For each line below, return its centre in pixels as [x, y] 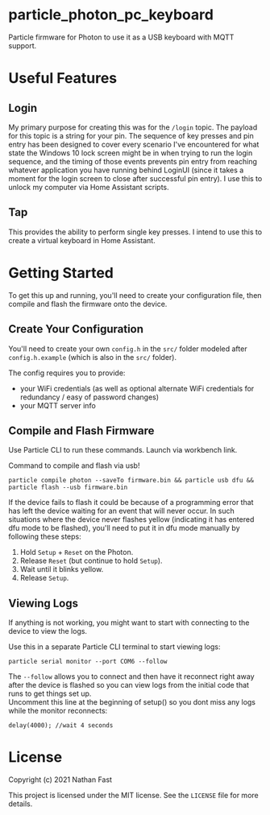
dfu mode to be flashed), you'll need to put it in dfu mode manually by [124, 528]
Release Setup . [44, 578]
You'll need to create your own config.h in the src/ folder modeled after [128, 349]
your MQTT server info [58, 405]
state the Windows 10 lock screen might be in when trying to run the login [131, 153]
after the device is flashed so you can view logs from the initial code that [129, 685]
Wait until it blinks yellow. [62, 569]
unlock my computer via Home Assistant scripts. [89, 187]
